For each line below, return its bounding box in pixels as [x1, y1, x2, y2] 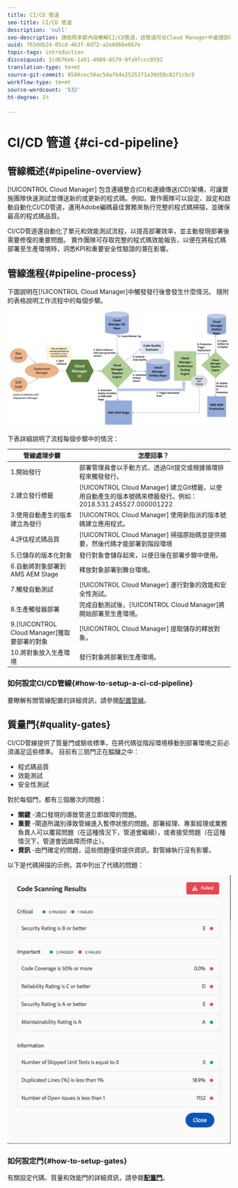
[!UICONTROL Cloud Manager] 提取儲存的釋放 [79, 624, 215, 633]
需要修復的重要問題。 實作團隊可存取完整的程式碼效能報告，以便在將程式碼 [7, 236, 227, 244]
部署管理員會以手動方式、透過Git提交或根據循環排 [79, 463, 225, 471]
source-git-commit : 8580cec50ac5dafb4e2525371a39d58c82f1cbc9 [7, 71, 195, 78]
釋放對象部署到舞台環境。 [79, 565, 154, 574]
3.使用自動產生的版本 [10, 511, 72, 519]
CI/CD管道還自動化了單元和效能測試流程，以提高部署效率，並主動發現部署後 [7, 227, 230, 235]
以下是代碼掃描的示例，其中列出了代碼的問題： [7, 861, 144, 869]
